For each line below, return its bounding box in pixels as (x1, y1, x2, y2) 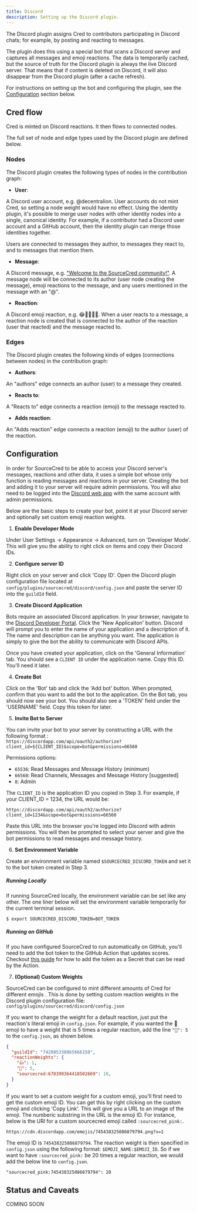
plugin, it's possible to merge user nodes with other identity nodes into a (6, 210, 181, 217)
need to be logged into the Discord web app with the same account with (6, 489, 181, 496)
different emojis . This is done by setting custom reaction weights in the (6, 991, 179, 998)
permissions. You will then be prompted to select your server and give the (6, 828, 185, 835)
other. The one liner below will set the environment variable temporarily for (6, 898, 186, 905)
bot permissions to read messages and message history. (6, 835, 143, 842)
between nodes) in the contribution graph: (6, 357, 108, 364)
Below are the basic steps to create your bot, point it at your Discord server (6, 507, 188, 514)
